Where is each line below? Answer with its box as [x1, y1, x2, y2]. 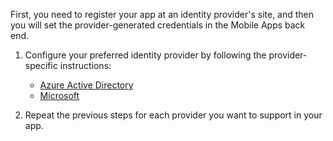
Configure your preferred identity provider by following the [24, 49, 267, 61]
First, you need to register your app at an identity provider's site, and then [10, 9, 315, 20]
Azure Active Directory [39, 79, 134, 91]
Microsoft [39, 90, 80, 101]
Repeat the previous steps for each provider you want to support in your [24, 109, 323, 121]
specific [24, 60, 58, 71]
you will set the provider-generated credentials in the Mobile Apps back [10, 19, 306, 31]
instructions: [59, 60, 112, 71]
